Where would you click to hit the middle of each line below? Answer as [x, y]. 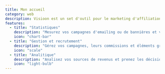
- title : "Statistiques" [35, 28]
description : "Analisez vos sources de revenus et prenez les [79, 59]
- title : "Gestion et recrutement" [46, 41]
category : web [20, 14]
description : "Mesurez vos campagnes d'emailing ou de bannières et [85, 32]
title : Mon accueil [25, 9]
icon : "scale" [28, 50]
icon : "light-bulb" [34, 64]
